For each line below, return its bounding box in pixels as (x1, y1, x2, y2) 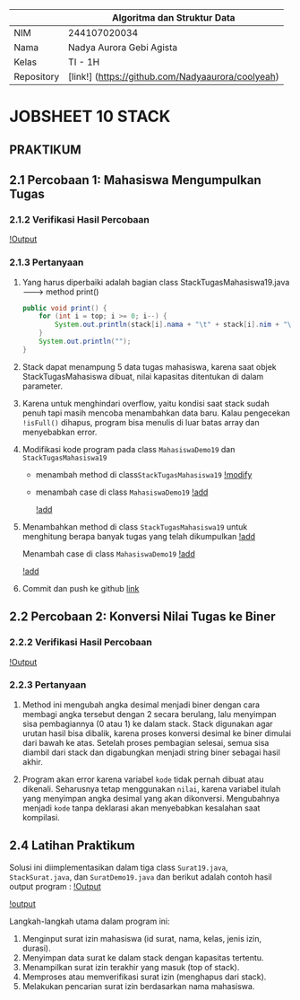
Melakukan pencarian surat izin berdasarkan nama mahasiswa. (21, 980, 255, 991)
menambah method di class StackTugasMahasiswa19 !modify (35, 469, 253, 479)
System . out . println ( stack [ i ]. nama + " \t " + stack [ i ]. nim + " (55, 320, 288, 329)
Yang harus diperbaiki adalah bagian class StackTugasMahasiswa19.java (21, 276, 290, 287)
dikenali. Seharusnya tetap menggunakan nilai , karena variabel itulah (21, 783, 281, 794)
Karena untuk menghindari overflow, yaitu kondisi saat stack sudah (21, 398, 270, 408)
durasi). (21, 943, 51, 953)
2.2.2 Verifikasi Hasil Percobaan (9, 636, 152, 649)
